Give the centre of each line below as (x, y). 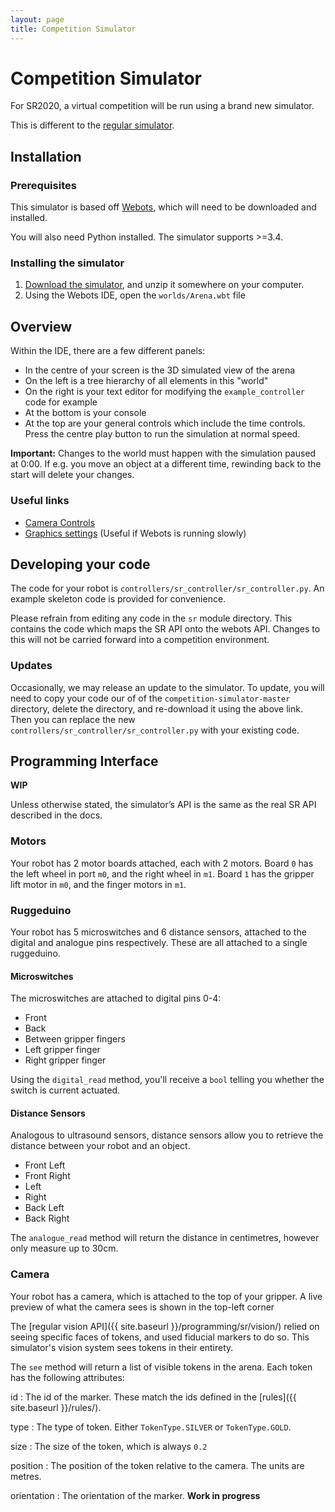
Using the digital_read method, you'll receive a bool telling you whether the (167, 1080)
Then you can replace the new (73, 719)
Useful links (40, 501)
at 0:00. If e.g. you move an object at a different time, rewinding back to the (166, 464)
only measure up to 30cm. (64, 1248)
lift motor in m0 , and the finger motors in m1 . (98, 884)
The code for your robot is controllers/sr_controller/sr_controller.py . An (167, 588)
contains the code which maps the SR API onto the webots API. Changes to (165, 629)
